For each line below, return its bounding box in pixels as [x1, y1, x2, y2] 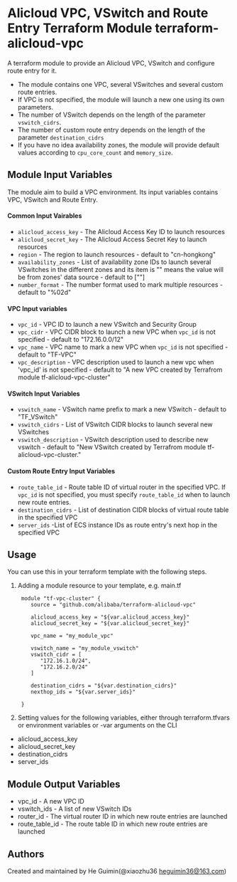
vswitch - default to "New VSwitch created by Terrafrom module [17, 443, 206, 451]
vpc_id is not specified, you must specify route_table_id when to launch [17, 490, 231, 499]
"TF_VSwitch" [17, 413, 58, 421]
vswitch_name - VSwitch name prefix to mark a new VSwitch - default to [17, 405, 227, 414]
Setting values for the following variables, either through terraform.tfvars [17, 713, 231, 722]
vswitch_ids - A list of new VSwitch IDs [17, 804, 132, 813]
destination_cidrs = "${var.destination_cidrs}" [31, 682, 177, 690]
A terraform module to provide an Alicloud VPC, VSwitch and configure [7, 58, 215, 67]
